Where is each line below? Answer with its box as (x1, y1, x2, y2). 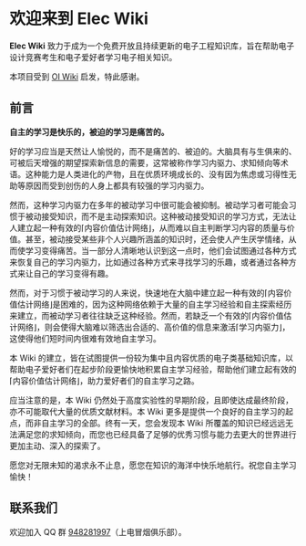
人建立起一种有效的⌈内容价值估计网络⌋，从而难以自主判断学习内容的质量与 (9, 222, 287, 233)
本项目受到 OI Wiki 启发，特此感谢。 (9, 70, 145, 82)
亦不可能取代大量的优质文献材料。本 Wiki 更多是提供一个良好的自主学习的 (9, 405, 286, 416)
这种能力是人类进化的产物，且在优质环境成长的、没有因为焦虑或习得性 (25, 168, 289, 179)
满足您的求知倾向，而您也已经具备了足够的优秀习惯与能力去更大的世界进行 (16, 428, 297, 439)
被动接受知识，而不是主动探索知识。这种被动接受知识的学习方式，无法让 (25, 211, 297, 222)
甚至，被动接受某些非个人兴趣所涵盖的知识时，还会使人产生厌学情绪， (25, 234, 289, 245)
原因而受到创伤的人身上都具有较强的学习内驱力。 (25, 180, 209, 191)
